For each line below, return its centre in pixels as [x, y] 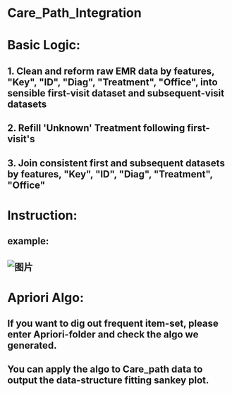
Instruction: [42, 215]
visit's [21, 139]
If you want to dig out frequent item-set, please [113, 324]
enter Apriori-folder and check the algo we [103, 335]
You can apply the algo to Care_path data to [105, 369]
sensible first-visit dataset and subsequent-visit [116, 93]
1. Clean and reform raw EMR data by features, [111, 71]
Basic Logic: [44, 45]
